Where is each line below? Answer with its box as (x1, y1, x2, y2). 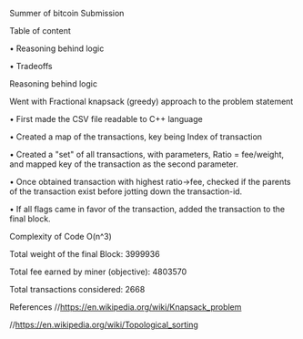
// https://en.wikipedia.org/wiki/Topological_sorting (9, 319, 198, 330)
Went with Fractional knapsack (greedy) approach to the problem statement (9, 96, 294, 107)
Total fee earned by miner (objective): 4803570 (9, 266, 187, 277)
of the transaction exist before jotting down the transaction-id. (9, 186, 243, 197)
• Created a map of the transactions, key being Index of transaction (9, 131, 262, 142)
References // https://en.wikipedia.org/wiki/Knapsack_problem (9, 302, 242, 313)
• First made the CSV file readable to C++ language (9, 114, 203, 124)
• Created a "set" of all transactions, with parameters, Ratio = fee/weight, (9, 149, 285, 159)
